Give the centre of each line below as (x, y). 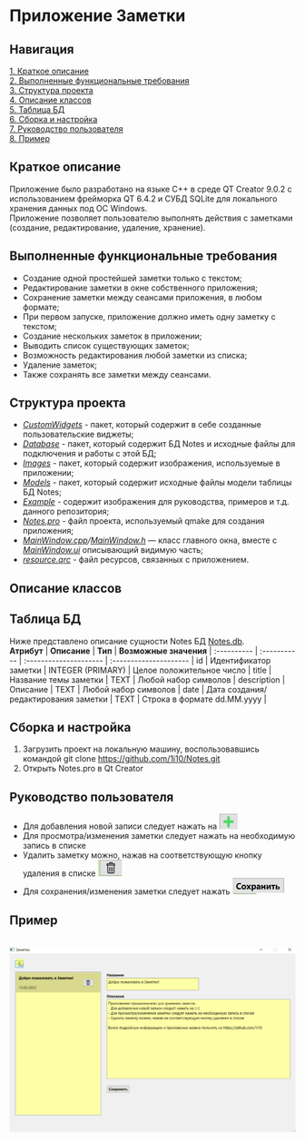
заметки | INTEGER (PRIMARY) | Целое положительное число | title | (141, 670)
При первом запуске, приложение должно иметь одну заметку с (149, 316)
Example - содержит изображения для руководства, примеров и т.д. (156, 502)
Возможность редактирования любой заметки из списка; (135, 355)
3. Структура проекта (51, 90)
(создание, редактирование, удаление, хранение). (108, 227)
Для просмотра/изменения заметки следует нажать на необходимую (159, 836)
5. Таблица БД (37, 109)
